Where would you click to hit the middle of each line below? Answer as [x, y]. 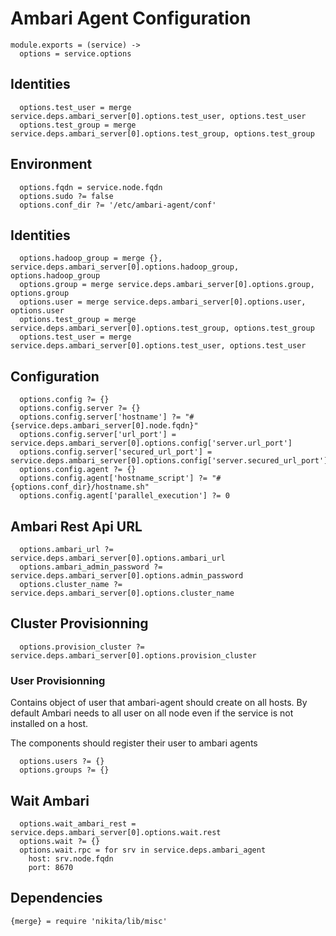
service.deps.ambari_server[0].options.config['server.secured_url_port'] [169, 461]
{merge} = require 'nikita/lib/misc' [89, 921]
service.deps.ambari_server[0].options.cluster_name [122, 593]
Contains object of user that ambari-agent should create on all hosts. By [159, 703]
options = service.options [75, 53]
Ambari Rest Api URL [76, 526]
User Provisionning [58, 680]
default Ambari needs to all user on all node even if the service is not [152, 713]
